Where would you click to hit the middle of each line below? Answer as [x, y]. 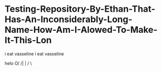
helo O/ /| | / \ [18, 63]
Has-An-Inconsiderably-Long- [69, 19]
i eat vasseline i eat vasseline [34, 54]
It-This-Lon [28, 40]
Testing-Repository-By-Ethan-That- [80, 9]
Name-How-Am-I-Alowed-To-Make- [81, 30]
